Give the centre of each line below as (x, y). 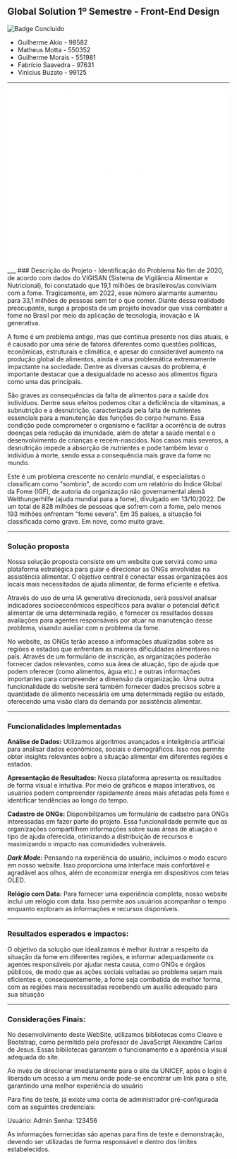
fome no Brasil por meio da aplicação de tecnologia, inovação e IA (103, 315)
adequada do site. (34, 1057)
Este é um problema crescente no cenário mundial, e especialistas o (107, 476)
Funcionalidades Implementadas (65, 726)
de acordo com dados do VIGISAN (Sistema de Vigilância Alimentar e (108, 277)
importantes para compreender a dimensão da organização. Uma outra (111, 679)
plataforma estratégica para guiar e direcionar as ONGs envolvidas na (109, 569)
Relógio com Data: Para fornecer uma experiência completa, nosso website (117, 894)
